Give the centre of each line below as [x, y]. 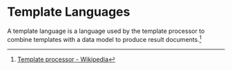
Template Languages [69, 12]
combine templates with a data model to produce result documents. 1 [104, 38]
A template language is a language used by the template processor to [106, 31]
